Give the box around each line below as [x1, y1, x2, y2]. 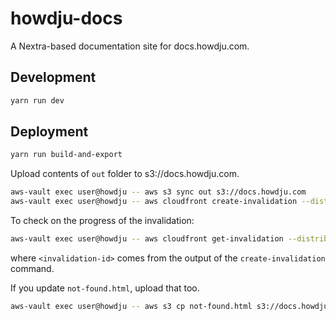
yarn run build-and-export [10, 150, 123, 160]
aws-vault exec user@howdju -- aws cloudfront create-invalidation [10, 197, 298, 207]
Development [10, 69, 97, 86]
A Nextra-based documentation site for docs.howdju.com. [10, 40, 250, 52]
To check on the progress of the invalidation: [10, 215, 195, 227]
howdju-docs [10, 7, 123, 30]
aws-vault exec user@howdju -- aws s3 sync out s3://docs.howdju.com [10, 187, 307, 197]
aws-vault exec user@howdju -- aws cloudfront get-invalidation [10, 234, 284, 244]
